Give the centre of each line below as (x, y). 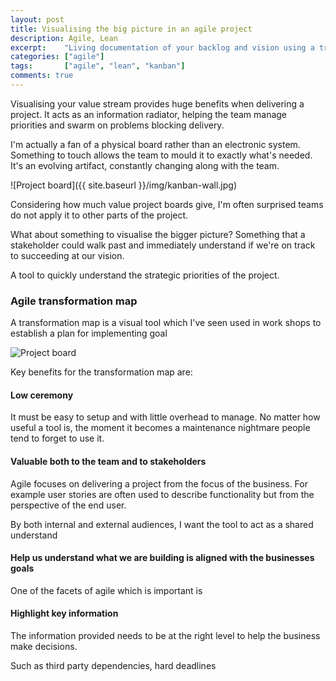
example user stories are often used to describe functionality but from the (162, 494)
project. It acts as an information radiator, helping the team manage (149, 114)
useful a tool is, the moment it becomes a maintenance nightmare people (160, 428)
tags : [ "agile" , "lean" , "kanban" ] (98, 66)
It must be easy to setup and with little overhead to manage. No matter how (165, 417)
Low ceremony (42, 395)
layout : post (37, 19)
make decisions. (44, 646)
